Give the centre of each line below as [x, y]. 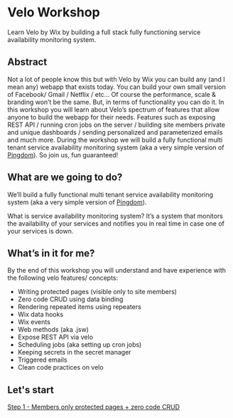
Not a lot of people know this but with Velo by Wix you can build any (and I [116, 79]
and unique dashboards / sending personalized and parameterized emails [115, 132]
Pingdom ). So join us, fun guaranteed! [63, 155]
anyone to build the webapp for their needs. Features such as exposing [112, 117]
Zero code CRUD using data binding [70, 299]
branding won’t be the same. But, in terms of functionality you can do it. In [116, 102]
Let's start [31, 390]
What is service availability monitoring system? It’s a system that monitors [115, 216]
